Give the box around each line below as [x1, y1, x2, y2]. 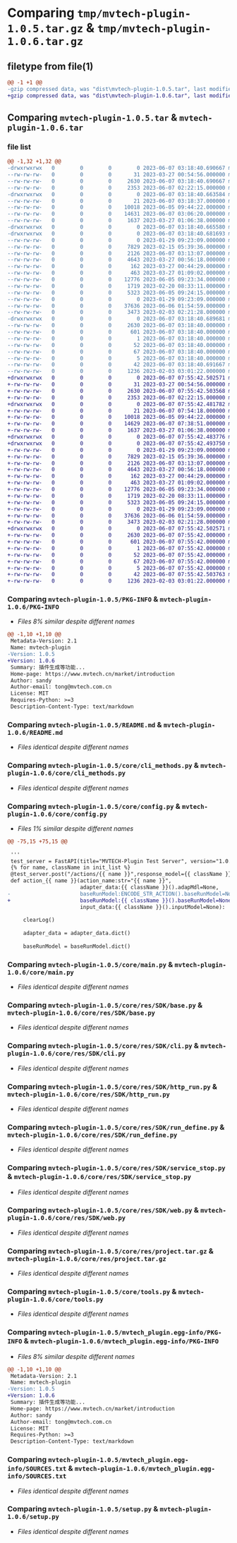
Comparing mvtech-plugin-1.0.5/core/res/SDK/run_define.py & [7, 1122, 225, 1132]
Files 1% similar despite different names [17, 824, 134, 833]
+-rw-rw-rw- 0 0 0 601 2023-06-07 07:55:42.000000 [7, 538, 226, 546]
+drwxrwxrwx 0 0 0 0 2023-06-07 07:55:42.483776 [7, 434, 226, 441]
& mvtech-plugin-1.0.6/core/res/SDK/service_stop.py [7, 1172, 192, 1182]
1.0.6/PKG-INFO [7, 603, 60, 611]
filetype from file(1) [7, 60, 94, 72]
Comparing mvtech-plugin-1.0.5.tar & [7, 111, 178, 124]
